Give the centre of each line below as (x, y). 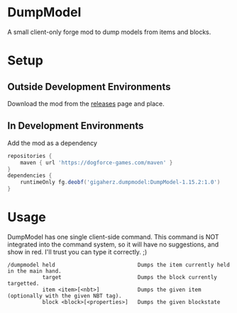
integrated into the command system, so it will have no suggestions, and (113, 244)
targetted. (23, 283)
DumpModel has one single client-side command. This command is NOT (113, 237)
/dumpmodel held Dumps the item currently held (119, 265)
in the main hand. (34, 271)
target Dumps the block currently (130, 277)
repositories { (30, 156)
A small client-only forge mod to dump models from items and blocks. (109, 32)
